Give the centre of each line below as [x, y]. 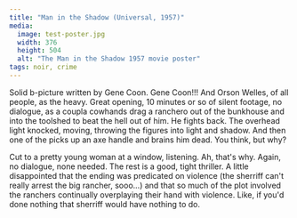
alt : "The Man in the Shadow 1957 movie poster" [109, 59]
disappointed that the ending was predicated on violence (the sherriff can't [147, 175]
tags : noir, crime [43, 68]
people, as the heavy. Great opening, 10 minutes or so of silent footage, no [146, 101]
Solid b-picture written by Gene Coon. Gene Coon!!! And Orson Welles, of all [149, 92]
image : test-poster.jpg [61, 34]
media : [21, 26]
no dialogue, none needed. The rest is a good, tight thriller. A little [129, 166]
